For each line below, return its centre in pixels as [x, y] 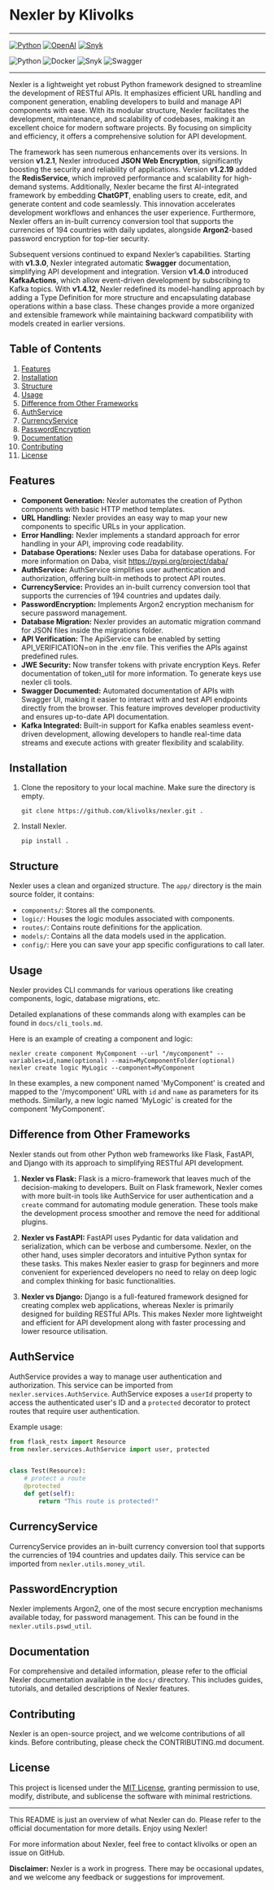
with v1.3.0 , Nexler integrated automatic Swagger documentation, [120, 263]
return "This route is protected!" [99, 1501]
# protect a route [55, 1479]
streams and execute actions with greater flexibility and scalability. [133, 742]
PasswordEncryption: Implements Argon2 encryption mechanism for [137, 604]
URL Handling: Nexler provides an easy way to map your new [124, 518]
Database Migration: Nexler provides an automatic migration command [141, 621]
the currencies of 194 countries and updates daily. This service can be [127, 1555]
